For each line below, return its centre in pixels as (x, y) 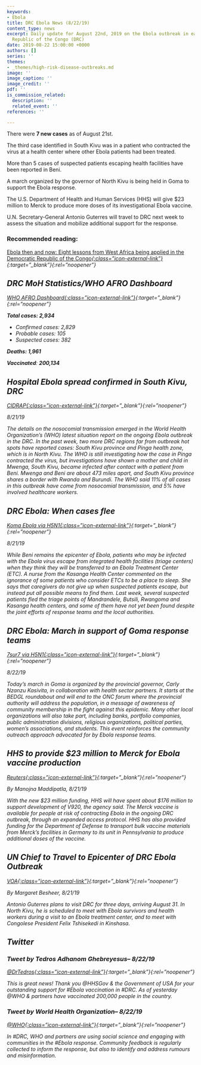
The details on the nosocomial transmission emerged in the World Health (97, 429)
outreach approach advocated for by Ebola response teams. (81, 735)
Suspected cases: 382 (43, 340)
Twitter (21, 942)
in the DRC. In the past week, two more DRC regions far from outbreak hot (98, 441)
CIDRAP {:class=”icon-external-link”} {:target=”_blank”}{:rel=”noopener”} (97, 406)
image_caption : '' (30, 78)
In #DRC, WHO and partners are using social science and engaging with (96, 1036)
